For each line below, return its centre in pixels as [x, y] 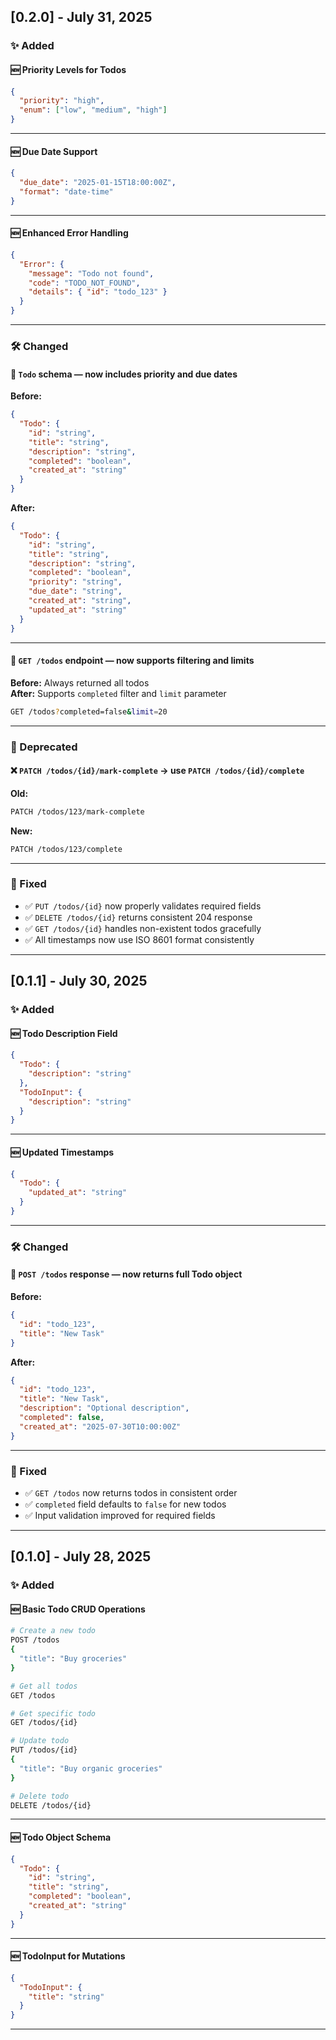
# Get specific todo [53, 1713]
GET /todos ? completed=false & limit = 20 [89, 711]
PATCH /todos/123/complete [66, 849]
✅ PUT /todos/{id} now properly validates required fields [143, 906]
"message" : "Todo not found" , [91, 273]
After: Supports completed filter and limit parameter [118, 693]
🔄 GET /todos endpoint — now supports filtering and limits [132, 661]
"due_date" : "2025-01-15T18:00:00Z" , [98, 183]
